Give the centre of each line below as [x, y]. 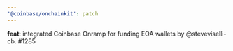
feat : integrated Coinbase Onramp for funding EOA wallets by [96, 34]
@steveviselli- [206, 34]
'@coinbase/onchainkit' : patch [53, 14]
